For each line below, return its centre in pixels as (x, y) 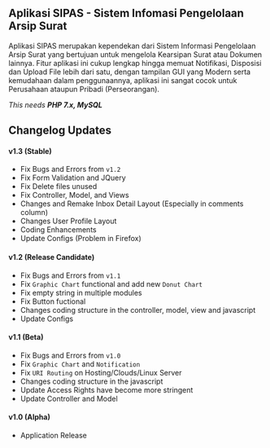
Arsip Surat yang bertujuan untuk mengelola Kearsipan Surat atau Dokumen (135, 54)
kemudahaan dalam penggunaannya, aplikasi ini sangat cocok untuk (123, 80)
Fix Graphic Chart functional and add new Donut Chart (111, 283)
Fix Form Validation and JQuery (73, 178)
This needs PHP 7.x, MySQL (56, 104)
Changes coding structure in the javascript (91, 381)
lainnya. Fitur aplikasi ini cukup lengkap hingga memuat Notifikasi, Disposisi (135, 63)
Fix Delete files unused (59, 187)
